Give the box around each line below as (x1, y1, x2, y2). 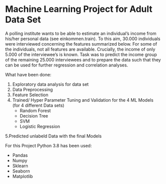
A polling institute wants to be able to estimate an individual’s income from (5, 30, 157, 36)
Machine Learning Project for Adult (5, 3, 153, 15)
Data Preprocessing (12, 86, 53, 92)
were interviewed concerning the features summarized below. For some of (5, 41, 158, 47)
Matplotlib (12, 173, 33, 179)
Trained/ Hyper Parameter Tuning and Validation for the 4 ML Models (12, 97, 154, 103)
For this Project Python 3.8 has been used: (5, 142, 92, 148)
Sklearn (12, 163, 28, 169)
